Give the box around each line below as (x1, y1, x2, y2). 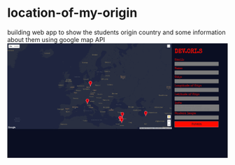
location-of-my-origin (7, 5, 138, 21)
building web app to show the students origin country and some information (7, 28, 226, 36)
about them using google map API (7, 35, 106, 43)
